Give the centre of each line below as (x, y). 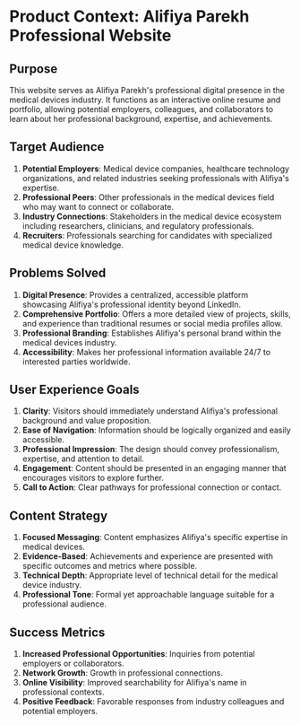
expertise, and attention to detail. (83, 459)
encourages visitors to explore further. (93, 478)
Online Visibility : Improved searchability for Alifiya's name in (135, 683)
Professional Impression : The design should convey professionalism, (151, 450)
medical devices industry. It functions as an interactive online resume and (145, 100)
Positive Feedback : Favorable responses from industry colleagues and (153, 702)
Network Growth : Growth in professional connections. (123, 673)
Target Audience (57, 147)
